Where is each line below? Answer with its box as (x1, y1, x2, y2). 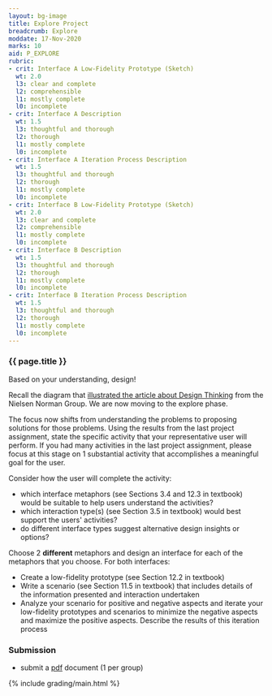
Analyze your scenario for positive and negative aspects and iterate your (19, 598, 264, 607)
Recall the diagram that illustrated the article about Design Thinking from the (8, 390, 264, 400)
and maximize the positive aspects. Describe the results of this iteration (19, 615, 260, 625)
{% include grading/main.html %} (8, 678, 120, 688)
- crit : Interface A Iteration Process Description (8, 155, 187, 163)
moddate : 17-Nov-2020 (8, 34, 82, 43)
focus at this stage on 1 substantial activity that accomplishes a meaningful (8, 448, 259, 459)
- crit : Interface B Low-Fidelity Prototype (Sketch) (8, 201, 195, 209)
